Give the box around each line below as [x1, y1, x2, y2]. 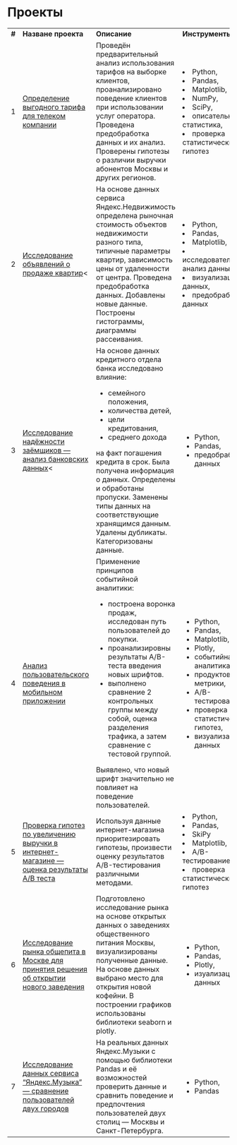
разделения [108, 722, 150, 732]
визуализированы [96, 947, 157, 957]
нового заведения [22, 982, 85, 992]
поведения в [22, 678, 66, 688]
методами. [96, 877, 133, 887]
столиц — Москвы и [96, 1117, 165, 1127]
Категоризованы [96, 536, 153, 546]
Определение [22, 93, 70, 103]
